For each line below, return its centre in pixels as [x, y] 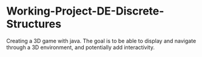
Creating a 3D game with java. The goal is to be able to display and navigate [101, 41]
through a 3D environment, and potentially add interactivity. [80, 47]
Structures [34, 24]
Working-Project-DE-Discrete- [85, 11]
